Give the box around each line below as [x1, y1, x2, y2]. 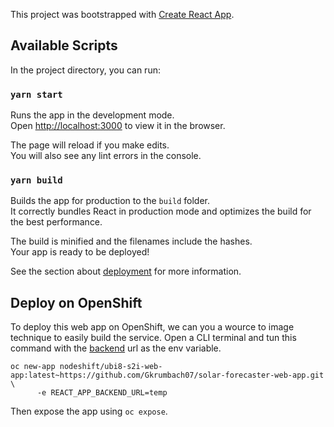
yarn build [10, 175, 63, 186]
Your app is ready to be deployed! [10, 246, 150, 258]
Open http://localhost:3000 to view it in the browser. [10, 120, 226, 132]
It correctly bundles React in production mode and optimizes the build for [10, 205, 312, 218]
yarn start [10, 89, 63, 100]
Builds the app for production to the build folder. [10, 195, 211, 207]
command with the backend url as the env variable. [10, 342, 222, 354]
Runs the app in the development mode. [10, 109, 175, 121]
